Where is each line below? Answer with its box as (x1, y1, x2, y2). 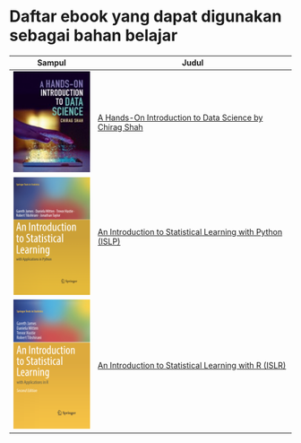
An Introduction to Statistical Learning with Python (97, 227, 283, 238)
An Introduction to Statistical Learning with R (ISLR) (97, 360, 287, 370)
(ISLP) (97, 236, 121, 248)
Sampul (37, 57, 67, 68)
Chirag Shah (97, 122, 143, 133)
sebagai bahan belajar (9, 25, 178, 46)
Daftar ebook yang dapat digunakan (9, 6, 282, 27)
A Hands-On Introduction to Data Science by (97, 112, 263, 123)
